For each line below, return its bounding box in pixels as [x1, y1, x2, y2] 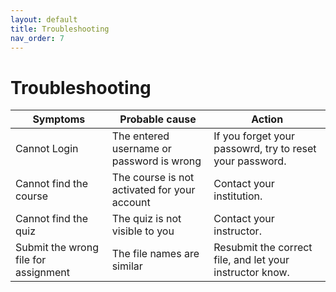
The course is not [111, 171, 195, 185]
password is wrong [111, 154, 202, 168]
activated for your [111, 183, 196, 197]
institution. [213, 189, 263, 203]
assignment [15, 266, 71, 280]
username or [111, 142, 172, 156]
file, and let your [213, 253, 290, 267]
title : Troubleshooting [10, 24, 110, 34]
